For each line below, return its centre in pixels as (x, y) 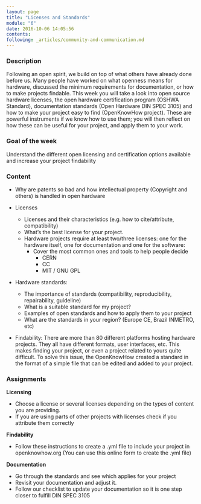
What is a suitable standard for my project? (77, 307)
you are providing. (37, 410)
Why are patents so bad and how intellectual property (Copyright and (101, 189)
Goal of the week (32, 141)
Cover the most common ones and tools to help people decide (110, 251)
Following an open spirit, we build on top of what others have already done (99, 74)
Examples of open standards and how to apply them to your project (108, 313)
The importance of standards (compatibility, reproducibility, (98, 294)
